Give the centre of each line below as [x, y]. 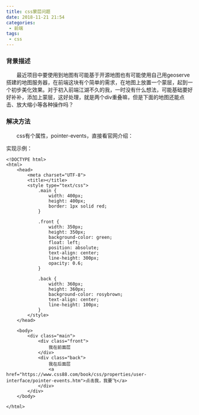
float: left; [65, 242]
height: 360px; [67, 289]
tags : [13, 34]
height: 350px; [67, 232]
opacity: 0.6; [66, 263]
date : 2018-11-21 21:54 [36, 17]
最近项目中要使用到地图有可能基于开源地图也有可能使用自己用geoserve [103, 75]
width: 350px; [66, 227]
